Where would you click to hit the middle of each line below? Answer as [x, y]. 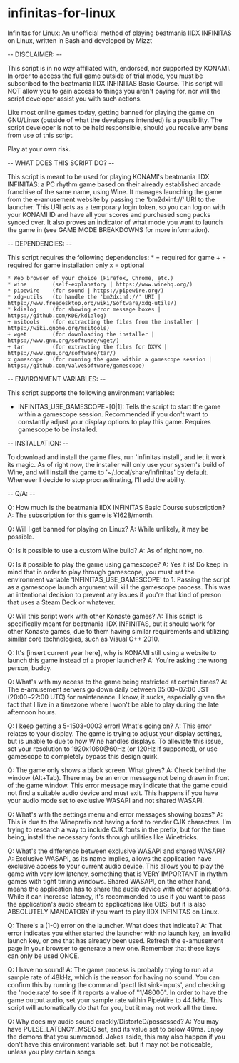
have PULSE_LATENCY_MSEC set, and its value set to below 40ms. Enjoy [115, 1029]
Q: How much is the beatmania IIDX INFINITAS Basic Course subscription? [116, 507]
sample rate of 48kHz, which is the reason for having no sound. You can [113, 977]
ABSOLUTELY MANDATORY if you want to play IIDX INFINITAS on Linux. [113, 912]
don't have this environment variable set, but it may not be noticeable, [110, 1044]
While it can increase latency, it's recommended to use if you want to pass [117, 896]
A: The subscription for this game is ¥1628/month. [81, 515]
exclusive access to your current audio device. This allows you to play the [116, 866]
